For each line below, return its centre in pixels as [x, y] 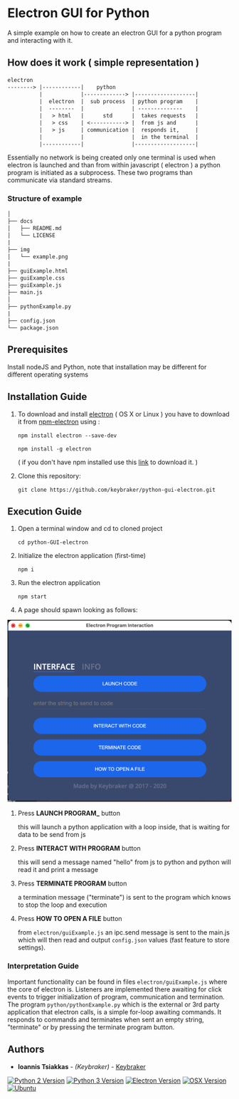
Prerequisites [38, 350]
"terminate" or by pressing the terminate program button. [91, 1027]
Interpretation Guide [43, 966]
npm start [32, 597]
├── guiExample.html [38, 271]
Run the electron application [59, 583]
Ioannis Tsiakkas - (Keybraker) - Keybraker [81, 1066]
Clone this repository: [49, 475]
